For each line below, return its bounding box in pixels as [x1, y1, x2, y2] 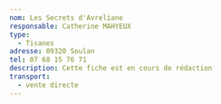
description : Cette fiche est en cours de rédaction [9, 64, 213, 73]
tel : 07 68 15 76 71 [9, 55, 88, 64]
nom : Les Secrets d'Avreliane [9, 13, 124, 23]
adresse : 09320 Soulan [9, 47, 95, 56]
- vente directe [17, 80, 79, 90]
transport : [9, 72, 51, 81]
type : [9, 30, 30, 39]
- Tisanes [17, 38, 54, 48]
